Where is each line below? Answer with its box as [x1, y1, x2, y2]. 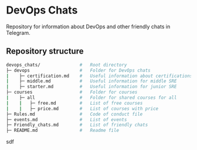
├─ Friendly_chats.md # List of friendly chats [6, 122, 148, 128]
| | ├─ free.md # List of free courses [6, 100, 143, 106]
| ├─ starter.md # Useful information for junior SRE [6, 84, 177, 90]
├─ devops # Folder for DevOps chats [6, 67, 151, 74]
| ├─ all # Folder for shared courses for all [6, 95, 177, 101]
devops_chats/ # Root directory [6, 62, 127, 68]
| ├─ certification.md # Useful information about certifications [6, 73, 193, 79]
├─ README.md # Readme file [6, 128, 119, 134]
